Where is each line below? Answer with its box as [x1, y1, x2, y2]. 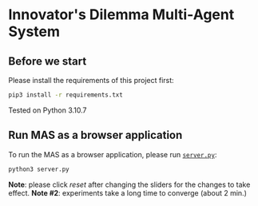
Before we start [8, 54, 87, 68]
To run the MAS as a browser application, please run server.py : [8, 149, 217, 159]
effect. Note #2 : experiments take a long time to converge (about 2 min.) [8, 188, 248, 197]
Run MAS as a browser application [8, 129, 183, 142]
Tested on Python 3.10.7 [8, 105, 87, 115]
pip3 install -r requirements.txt [8, 91, 124, 99]
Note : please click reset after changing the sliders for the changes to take [8, 180, 251, 189]
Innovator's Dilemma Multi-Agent [8, 6, 235, 24]
